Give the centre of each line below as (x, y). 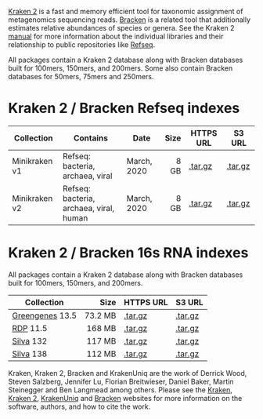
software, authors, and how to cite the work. (79, 406)
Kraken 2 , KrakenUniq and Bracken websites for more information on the (125, 398)
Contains (90, 138)
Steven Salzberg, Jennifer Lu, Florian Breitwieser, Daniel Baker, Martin (121, 381)
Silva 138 (30, 354)
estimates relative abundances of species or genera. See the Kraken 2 (121, 28)
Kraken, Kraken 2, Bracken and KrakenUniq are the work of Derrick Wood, (128, 373)
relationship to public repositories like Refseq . (81, 45)
